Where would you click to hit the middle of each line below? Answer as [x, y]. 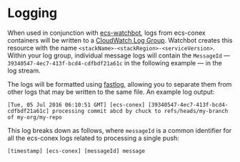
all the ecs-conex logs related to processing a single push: [94, 138]
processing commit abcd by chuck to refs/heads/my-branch [140, 111]
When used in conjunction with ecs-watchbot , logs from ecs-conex [106, 33]
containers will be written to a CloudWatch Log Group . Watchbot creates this [120, 40]
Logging [32, 13]
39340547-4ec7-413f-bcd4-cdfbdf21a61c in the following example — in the [115, 63]
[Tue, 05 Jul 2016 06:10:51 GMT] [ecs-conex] [76, 104]
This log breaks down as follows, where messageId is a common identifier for [120, 130]
